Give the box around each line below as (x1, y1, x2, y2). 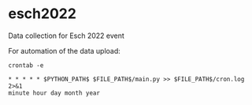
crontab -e (8, 61, 44, 69)
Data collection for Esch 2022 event (8, 31, 124, 40)
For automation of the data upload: (8, 46, 120, 55)
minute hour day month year (8, 88, 101, 97)
